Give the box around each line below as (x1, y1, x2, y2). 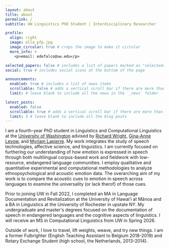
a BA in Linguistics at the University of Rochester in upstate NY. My (5, 202, 144, 208)
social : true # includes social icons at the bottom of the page (5, 67, 145, 73)
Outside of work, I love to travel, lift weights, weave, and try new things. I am (5, 227, 163, 233)
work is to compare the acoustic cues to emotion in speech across (5, 176, 143, 182)
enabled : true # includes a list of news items (10, 81, 112, 87)
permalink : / (5, 17, 33, 22)
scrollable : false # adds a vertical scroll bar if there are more (10, 86, 154, 91)
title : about (5, 12, 33, 17)
